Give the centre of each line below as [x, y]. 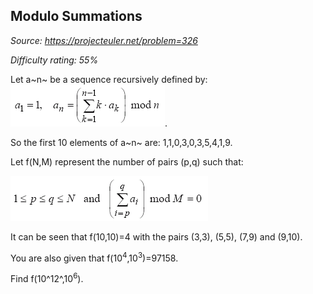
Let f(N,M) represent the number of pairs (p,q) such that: [127, 161]
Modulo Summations [76, 16]
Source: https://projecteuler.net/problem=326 [104, 40]
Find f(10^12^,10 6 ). [47, 278]
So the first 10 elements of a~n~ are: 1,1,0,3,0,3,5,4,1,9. [121, 142]
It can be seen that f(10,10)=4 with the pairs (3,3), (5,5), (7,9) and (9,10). [156, 236]
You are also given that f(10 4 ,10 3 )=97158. [94, 257]
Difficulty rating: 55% [54, 60]
